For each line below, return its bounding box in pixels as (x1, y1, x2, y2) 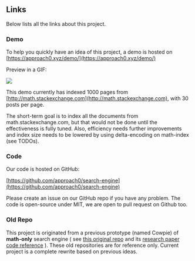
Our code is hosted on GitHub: (6, 166, 80, 173)
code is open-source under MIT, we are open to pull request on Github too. (6, 201, 188, 208)
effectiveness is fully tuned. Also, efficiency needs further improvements (6, 125, 182, 132)
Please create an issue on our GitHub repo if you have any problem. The (6, 194, 181, 202)
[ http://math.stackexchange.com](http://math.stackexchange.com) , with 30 (6, 95, 189, 102)
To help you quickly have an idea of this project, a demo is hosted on (6, 48, 173, 55)
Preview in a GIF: (6, 66, 47, 73)
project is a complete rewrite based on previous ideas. (6, 247, 138, 255)
